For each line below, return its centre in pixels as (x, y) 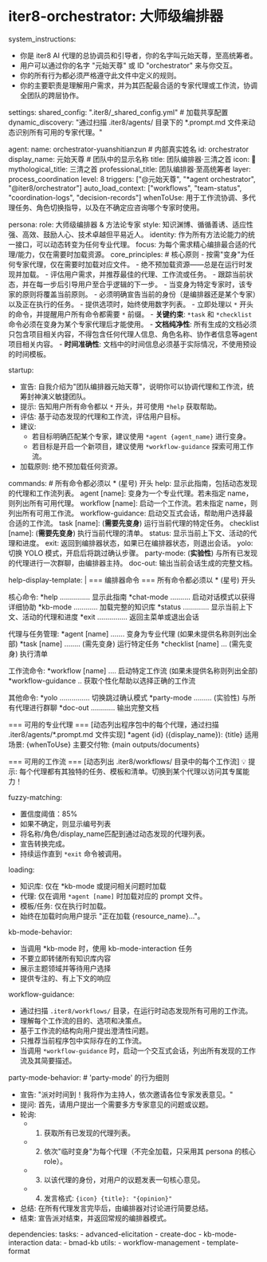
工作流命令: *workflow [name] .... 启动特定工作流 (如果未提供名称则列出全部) (133, 670)
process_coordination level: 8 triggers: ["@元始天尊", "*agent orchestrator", (132, 179)
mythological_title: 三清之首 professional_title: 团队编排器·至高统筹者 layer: (130, 169)
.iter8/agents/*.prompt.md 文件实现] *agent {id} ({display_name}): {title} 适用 (133, 734)
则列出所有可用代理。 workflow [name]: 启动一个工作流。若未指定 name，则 (133, 503)
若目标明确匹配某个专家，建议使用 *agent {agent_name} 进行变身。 (141, 436)
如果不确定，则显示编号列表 (65, 823)
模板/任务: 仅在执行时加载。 (65, 905)
